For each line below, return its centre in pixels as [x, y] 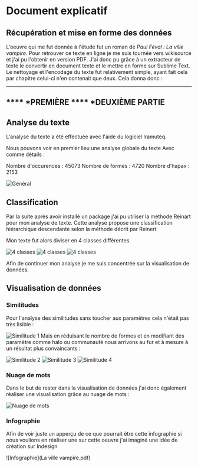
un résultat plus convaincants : [43, 348]
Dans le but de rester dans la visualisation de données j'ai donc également [96, 388]
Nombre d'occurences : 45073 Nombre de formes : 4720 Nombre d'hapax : [98, 166]
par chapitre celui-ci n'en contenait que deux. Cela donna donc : [85, 78]
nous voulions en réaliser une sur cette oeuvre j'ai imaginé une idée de [92, 440]
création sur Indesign [32, 446]
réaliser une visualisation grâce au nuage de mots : [68, 394]
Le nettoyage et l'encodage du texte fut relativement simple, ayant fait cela [97, 72]
